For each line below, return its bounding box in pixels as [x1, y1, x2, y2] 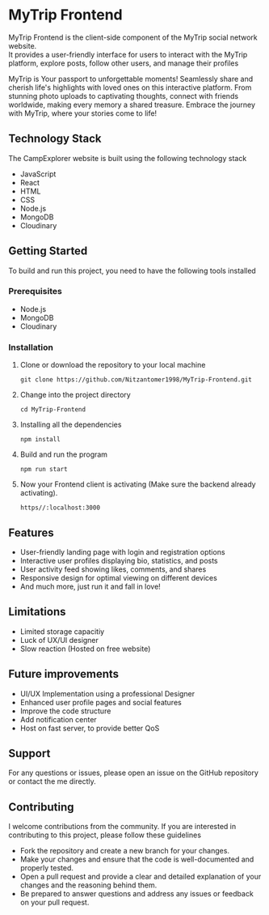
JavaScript [19, 168, 57, 179]
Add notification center [19, 714, 97, 724]
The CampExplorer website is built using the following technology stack [8, 153, 247, 163]
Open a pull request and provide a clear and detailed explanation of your [19, 872, 262, 882]
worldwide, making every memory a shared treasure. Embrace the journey [8, 100, 256, 109]
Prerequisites [8, 286, 62, 297]
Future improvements [8, 667, 120, 681]
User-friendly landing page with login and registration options [19, 547, 225, 556]
